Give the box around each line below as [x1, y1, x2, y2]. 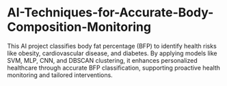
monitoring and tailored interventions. [7, 70, 113, 79]
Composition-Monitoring [7, 19, 152, 35]
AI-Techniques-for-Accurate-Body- [7, 5, 214, 20]
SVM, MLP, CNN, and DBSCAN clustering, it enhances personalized [7, 56, 198, 64]
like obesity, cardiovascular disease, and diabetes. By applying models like [7, 49, 217, 57]
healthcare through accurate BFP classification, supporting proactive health [7, 63, 221, 72]
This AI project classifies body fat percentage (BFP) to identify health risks [7, 42, 217, 50]
